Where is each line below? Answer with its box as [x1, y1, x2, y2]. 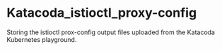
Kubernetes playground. [6, 35, 77, 43]
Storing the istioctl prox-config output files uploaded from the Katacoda [6, 28, 215, 36]
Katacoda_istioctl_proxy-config [6, 5, 197, 21]
